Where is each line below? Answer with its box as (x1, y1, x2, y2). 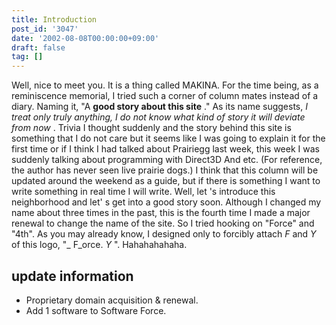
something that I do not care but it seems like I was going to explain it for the (11, 132, 326, 145)
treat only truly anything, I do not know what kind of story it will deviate (11, 111, 306, 123)
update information (11, 267, 134, 285)
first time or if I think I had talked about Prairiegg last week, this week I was (11, 143, 320, 155)
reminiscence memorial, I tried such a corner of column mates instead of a (11, 90, 319, 102)
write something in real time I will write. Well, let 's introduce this (11, 186, 276, 198)
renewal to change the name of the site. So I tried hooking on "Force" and (11, 217, 315, 230)
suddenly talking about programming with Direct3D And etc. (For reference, (11, 154, 323, 166)
